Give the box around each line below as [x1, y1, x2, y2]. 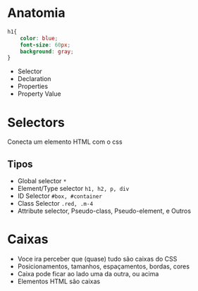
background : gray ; [20, 48, 74, 55]
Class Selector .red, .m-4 [17, 199, 94, 208]
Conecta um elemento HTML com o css [7, 137, 123, 146]
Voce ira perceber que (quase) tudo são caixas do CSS [17, 255, 178, 263]
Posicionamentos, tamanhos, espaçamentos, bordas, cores [17, 262, 190, 271]
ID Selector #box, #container [17, 192, 102, 200]
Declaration [17, 75, 51, 83]
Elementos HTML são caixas [17, 277, 101, 285]
